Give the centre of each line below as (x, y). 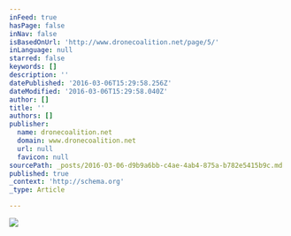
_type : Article (37, 190)
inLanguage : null (41, 50)
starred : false (37, 58)
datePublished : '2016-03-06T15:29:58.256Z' (91, 83)
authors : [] (31, 116)
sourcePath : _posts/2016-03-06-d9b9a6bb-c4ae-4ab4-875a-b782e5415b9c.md (146, 165)
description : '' (39, 75)
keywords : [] (33, 67)
